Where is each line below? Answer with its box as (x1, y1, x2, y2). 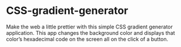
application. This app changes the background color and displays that (6, 29, 175, 36)
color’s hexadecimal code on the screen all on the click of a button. (6, 35, 169, 42)
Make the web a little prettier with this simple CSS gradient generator (6, 23, 173, 30)
